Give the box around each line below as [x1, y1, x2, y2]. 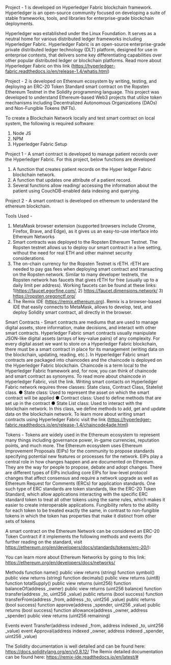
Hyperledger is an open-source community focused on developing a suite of [5, 10, 166, 16]
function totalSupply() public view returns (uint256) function [5, 580, 131, 586]
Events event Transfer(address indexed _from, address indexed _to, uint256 [5, 623, 164, 628]
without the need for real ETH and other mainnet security [12, 250, 132, 256]
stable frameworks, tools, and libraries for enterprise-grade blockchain [5, 15, 154, 21]
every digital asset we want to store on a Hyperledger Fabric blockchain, [5, 341, 158, 346]
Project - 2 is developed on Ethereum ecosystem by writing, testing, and [5, 78, 157, 84]
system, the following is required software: [5, 121, 95, 126]
